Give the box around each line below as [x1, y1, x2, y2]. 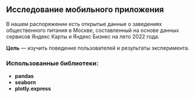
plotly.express [14, 85, 51, 92]
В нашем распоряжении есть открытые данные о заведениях [6, 20, 162, 27]
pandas [14, 73, 34, 80]
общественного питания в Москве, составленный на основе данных [6, 27, 179, 34]
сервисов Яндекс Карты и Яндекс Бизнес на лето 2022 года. [6, 32, 160, 40]
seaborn [14, 79, 37, 86]
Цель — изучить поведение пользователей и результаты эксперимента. [6, 44, 190, 51]
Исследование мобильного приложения [6, 5, 164, 15]
